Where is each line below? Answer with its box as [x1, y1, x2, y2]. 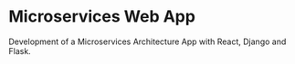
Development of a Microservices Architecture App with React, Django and [8, 36, 287, 47]
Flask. [8, 45, 31, 56]
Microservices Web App [8, 6, 195, 27]
